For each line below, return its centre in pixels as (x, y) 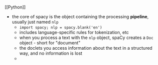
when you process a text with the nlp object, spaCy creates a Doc (86, 37)
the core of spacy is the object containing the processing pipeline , (80, 16)
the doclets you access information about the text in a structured (86, 48)
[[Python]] (15, 7)
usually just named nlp (35, 22)
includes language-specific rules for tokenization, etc (74, 32)
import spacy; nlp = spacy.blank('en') (61, 28)
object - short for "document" (50, 43)
